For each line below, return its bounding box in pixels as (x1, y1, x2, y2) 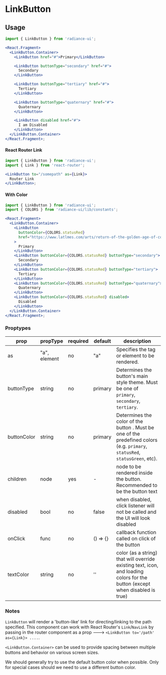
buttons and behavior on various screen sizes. (5, 650, 99, 656)
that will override (116, 555, 155, 562)
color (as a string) (116, 549, 158, 556)
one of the (116, 430, 140, 437)
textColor (7, 571, 30, 578)
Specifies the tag (116, 346, 156, 353)
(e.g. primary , (116, 442, 147, 449)
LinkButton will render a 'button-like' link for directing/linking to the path (5, 619, 152, 625)
